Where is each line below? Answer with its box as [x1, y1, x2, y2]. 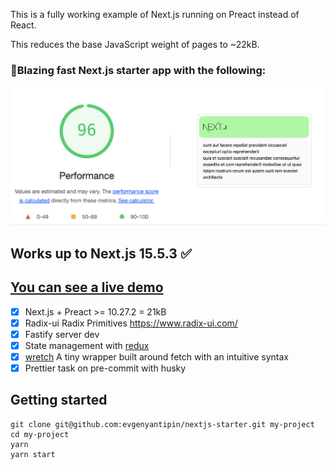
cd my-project [10, 429, 70, 439]
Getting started [10, 392, 108, 409]
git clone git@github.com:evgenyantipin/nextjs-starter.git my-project [10, 419, 315, 429]
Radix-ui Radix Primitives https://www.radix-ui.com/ [24, 317, 238, 329]
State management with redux [24, 339, 150, 351]
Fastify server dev [24, 328, 100, 340]
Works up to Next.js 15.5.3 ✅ [10, 245, 192, 262]
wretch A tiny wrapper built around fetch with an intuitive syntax [24, 350, 289, 363]
